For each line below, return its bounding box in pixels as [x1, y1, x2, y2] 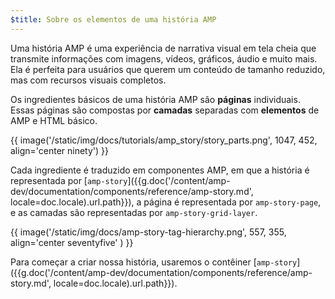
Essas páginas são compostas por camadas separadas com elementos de [10, 104, 320, 116]
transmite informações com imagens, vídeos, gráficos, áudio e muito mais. [10, 52, 318, 65]
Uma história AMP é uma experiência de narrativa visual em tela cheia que [10, 42, 317, 54]
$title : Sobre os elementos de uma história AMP [10, 14, 217, 25]
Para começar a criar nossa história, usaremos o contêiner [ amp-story [10, 256, 298, 268]
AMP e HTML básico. [10, 114, 98, 126]
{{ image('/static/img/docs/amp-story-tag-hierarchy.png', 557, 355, [10, 226, 287, 238]
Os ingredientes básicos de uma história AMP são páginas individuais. [10, 93, 301, 105]
